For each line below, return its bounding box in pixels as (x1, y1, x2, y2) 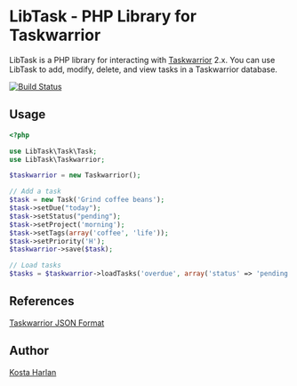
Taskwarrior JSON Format (9, 318, 105, 328)
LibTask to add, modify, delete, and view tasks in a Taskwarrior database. (9, 64, 278, 75)
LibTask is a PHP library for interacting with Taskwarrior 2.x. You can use (9, 54, 276, 65)
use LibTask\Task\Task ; (9, 147, 98, 156)
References (9, 294, 75, 309)
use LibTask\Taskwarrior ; (9, 155, 105, 164)
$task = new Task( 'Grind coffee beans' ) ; (9, 196, 165, 205)
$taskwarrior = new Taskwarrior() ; (9, 171, 141, 180)
